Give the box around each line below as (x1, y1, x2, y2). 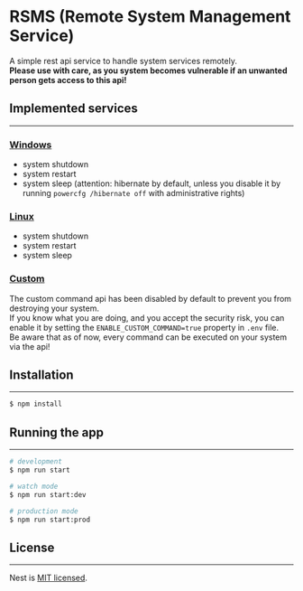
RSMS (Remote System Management (9, 6, 291, 27)
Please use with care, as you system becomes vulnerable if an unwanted (9, 65, 288, 76)
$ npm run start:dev (9, 490, 87, 499)
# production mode (9, 506, 78, 516)
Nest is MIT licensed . (9, 572, 88, 584)
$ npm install (9, 399, 63, 408)
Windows (9, 138, 52, 151)
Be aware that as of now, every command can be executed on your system (9, 332, 288, 342)
